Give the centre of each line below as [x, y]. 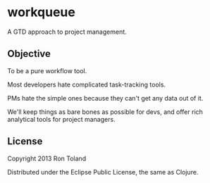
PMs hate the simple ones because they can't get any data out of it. [105, 98]
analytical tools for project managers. [61, 119]
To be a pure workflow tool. [47, 70]
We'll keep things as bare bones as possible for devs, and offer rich [105, 112]
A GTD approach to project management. [67, 32]
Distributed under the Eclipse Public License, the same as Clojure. [103, 172]
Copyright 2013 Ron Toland [47, 158]
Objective [29, 54]
